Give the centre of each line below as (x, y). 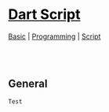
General (28, 83)
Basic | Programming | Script (54, 36)
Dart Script (44, 15)
